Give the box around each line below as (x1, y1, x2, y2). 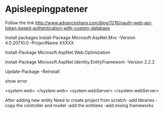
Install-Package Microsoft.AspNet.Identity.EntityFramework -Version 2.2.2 (5, 59, 155, 65)
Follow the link (5, 20, 34, 26)
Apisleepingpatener (5, 3, 88, 15)
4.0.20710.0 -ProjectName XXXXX (5, 39, 74, 45)
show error (5, 78, 27, 84)
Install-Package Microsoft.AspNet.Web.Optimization (5, 49, 110, 55)
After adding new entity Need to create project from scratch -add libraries (5, 97, 155, 103)
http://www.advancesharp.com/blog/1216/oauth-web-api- (35, 20, 153, 26)
